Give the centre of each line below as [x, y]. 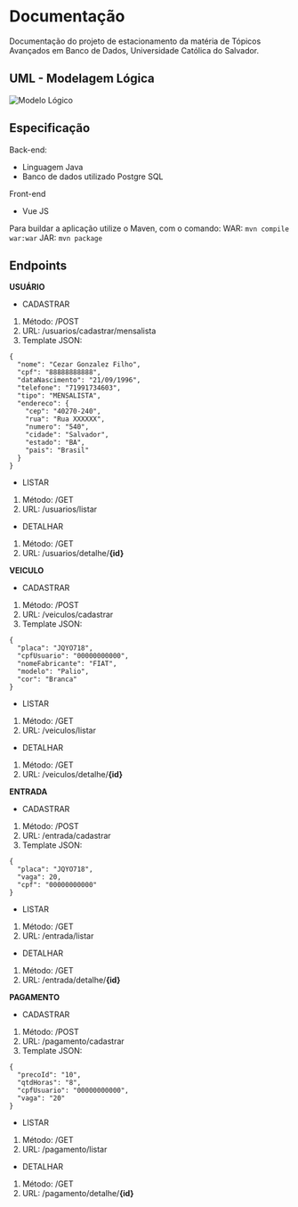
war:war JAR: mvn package [56, 237]
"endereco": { [43, 404]
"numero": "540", [57, 427]
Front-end [28, 193]
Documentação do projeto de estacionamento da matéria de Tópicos [135, 41]
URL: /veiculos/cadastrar [68, 615]
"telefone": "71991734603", [69, 388]
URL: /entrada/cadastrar [66, 836]
